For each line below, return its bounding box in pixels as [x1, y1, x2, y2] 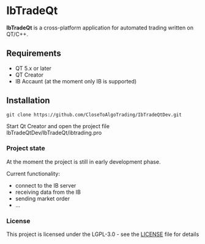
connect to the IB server [15, 181, 76, 189]
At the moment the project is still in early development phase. [6, 158, 161, 166]
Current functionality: [6, 170, 60, 177]
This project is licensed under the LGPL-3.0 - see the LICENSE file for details [6, 231, 199, 238]
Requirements [6, 48, 61, 59]
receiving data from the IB [15, 188, 81, 196]
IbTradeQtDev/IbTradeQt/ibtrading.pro [6, 129, 102, 136]
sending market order [15, 194, 70, 202]
